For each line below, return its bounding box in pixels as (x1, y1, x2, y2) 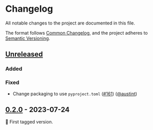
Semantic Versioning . (5, 35, 50, 41)
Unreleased (5, 50, 43, 59)
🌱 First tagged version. (5, 119, 53, 125)
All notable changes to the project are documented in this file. (5, 20, 136, 26)
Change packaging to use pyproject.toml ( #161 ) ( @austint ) (12, 90, 137, 97)
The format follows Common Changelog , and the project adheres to (5, 30, 148, 36)
